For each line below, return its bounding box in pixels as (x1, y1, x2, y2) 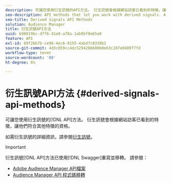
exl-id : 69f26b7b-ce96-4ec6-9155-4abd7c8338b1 (5, 41, 106, 46)
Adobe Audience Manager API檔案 (12, 166, 86, 172)
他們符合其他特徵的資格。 (18, 123, 73, 129)
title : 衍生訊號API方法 (5, 27, 51, 32)
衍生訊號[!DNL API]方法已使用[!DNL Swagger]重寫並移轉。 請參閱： (5, 154, 148, 161)
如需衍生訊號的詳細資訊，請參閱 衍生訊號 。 (5, 134, 95, 140)
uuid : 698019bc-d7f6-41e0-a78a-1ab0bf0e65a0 (5, 31, 102, 36)
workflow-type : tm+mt (5, 50, 52, 55)
